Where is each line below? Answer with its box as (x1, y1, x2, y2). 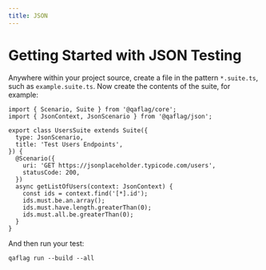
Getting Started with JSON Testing (8, 46, 242, 64)
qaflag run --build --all (8, 254, 94, 262)
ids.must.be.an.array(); (22, 196, 105, 204)
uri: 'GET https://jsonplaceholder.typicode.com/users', (22, 161, 216, 169)
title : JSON (8, 11, 48, 20)
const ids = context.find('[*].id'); (22, 189, 149, 197)
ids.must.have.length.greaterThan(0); (22, 204, 152, 212)
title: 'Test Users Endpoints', (15, 140, 124, 148)
